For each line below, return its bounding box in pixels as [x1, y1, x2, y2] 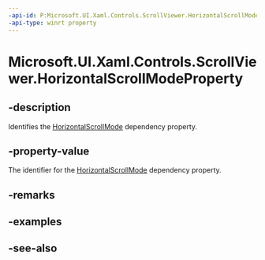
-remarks [8, 188, 55, 202]
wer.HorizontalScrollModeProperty [8, 69, 244, 87]
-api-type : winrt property [8, 19, 97, 27]
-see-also [8, 242, 58, 255]
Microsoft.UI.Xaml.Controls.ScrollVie [8, 53, 257, 71]
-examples [8, 215, 62, 228]
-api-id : [8, 11, 37, 20]
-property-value [8, 144, 90, 158]
